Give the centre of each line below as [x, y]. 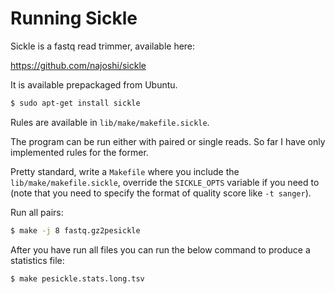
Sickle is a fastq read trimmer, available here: [103, 46]
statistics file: [37, 260]
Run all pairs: [37, 212]
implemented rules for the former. [79, 152]
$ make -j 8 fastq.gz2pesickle [75, 230]
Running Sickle [74, 18]
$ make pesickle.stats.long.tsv [77, 278]
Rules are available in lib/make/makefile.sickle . [110, 122]
